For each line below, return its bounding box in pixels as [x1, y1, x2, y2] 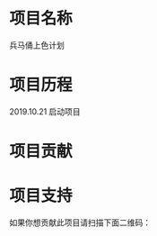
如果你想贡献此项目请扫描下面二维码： [9, 217, 151, 228]
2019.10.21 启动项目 [9, 105, 81, 117]
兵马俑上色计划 [9, 40, 65, 50]
